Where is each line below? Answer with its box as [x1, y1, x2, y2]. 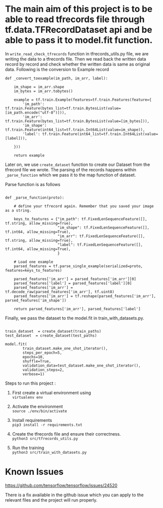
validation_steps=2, [22, 367, 64, 372]
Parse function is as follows [5, 181, 61, 187]
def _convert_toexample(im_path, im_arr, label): [5, 76, 108, 81]
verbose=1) [22, 371, 45, 376]
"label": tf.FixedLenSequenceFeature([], [57, 242, 143, 247]
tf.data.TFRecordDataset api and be [5, 24, 152, 35]
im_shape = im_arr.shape [14, 84, 64, 89]
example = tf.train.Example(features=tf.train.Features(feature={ [14, 97, 152, 102]
